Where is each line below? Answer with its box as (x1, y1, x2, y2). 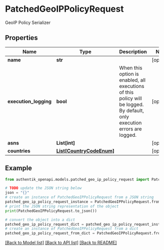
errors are (119, 125, 142, 132)
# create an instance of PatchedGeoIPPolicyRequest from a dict (5, 226, 139, 231)
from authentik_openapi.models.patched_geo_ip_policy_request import (5, 177, 150, 182)
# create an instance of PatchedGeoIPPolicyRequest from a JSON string (5, 195, 154, 200)
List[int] (56, 139, 75, 146)
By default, (119, 107, 144, 114)
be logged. (119, 101, 144, 108)
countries (7, 147, 31, 154)
